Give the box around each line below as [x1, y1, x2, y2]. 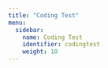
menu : [8, 19, 26, 27]
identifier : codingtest [22, 41, 101, 48]
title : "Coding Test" [8, 11, 80, 20]
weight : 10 [22, 48, 58, 55]
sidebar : [15, 26, 44, 34]
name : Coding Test [22, 33, 83, 41]
